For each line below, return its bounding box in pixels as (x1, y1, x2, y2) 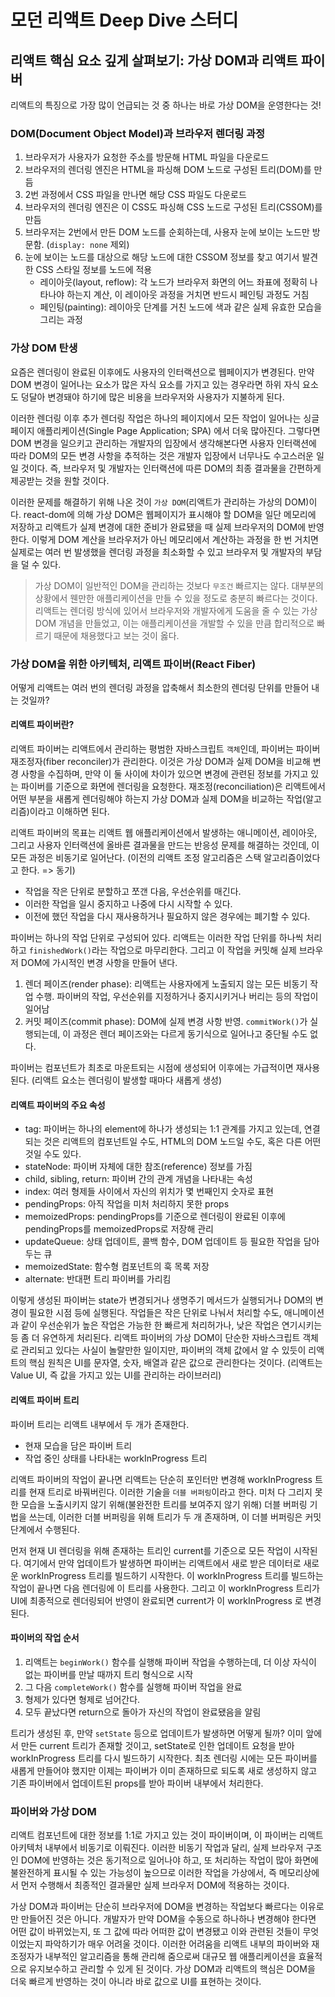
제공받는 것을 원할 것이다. (10, 474, 110, 486)
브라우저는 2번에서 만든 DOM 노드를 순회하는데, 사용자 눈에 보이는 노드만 (24, 226, 310, 238)
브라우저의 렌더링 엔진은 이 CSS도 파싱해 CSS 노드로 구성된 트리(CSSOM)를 (24, 201, 323, 213)
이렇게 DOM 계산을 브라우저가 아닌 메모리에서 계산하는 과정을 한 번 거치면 (31, 533, 319, 545)
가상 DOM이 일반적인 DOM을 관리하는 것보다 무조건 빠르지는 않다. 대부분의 (34, 579, 325, 591)
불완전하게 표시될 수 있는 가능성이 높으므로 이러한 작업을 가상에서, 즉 (10, 1867, 277, 1878)
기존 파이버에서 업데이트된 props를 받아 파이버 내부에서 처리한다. (10, 1777, 264, 1789)
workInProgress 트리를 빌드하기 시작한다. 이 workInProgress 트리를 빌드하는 (20, 1569, 324, 1581)
